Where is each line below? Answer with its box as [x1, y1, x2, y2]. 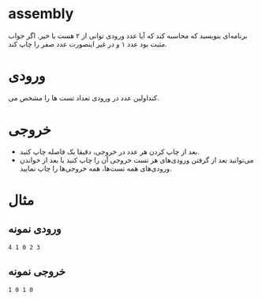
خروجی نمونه [8, 265, 66, 279]
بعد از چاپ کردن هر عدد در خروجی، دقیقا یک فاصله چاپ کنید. [19, 147, 200, 156]
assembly [8, 5, 74, 23]
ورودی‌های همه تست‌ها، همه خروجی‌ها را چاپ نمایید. [19, 163, 172, 173]
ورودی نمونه [8, 223, 62, 236]
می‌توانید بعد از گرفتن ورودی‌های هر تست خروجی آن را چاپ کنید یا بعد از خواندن [19, 155, 254, 164]
